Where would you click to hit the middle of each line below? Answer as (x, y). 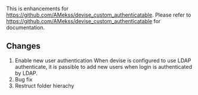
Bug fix (24, 79)
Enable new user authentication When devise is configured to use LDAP (103, 60)
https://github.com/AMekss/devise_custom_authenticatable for (83, 21)
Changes (23, 46)
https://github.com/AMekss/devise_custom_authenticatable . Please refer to (99, 15)
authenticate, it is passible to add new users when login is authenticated (103, 66)
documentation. (26, 27)
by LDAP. (26, 73)
